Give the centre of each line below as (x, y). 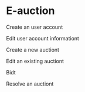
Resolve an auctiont (30, 84)
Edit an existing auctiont (35, 61)
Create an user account (35, 27)
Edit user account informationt (42, 38)
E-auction (30, 11)
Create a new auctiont (33, 50)
